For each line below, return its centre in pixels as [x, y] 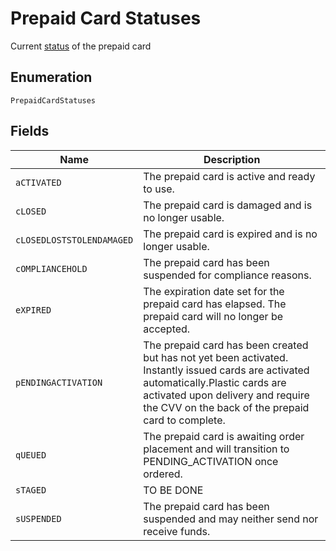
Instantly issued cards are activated [226, 370]
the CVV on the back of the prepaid [226, 407]
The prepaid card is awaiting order [224, 436]
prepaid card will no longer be [213, 316]
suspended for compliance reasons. [227, 275]
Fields [30, 131]
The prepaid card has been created [226, 345]
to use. [159, 189]
